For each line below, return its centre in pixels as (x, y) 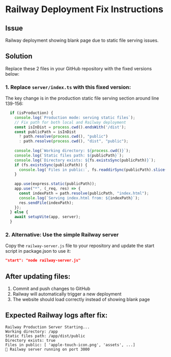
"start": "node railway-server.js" (43, 260)
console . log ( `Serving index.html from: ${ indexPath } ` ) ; (79, 198)
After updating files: (38, 276)
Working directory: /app (32, 332)
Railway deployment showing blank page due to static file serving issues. (82, 40)
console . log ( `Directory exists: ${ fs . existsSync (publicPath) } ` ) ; (85, 160)
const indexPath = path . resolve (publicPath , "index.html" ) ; (84, 193)
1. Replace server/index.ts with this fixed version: (68, 87)
